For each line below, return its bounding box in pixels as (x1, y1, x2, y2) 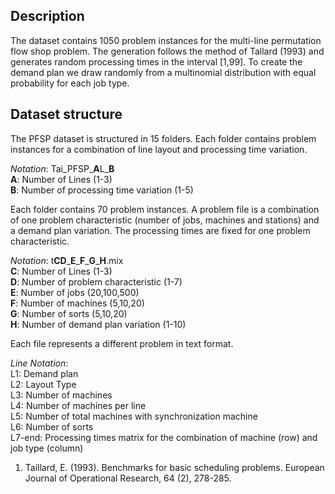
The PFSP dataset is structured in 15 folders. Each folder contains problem (10, 132, 317, 144)
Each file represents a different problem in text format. (10, 337, 234, 349)
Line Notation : (10, 357, 69, 369)
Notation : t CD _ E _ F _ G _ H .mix (10, 254, 124, 266)
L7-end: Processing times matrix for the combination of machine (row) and (10, 431, 318, 443)
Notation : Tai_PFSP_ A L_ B (10, 162, 115, 174)
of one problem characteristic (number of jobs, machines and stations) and (10, 214, 320, 226)
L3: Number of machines (10, 389, 113, 401)
